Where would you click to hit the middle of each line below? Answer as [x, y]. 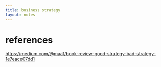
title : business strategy [33, 10]
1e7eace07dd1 [20, 59]
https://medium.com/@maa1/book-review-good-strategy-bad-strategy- [80, 54]
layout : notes [20, 15]
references [29, 40]
